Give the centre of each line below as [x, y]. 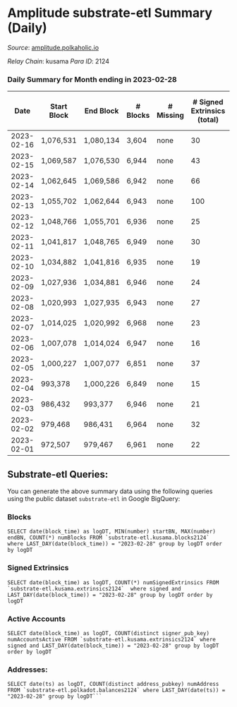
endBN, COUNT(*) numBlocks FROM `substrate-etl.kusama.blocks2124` [109, 538]
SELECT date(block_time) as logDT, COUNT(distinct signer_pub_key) [109, 633]
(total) [208, 120]
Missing [170, 116]
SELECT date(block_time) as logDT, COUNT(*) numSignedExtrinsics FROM [113, 582]
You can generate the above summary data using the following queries [110, 491]
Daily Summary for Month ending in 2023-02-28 [92, 79]
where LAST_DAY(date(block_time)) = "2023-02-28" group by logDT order [115, 544]
